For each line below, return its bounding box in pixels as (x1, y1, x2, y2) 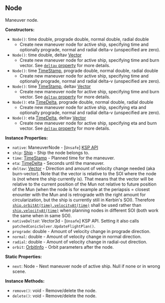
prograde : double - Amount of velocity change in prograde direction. (12, 228, 151, 234)
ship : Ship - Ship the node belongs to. (12, 150, 90, 155)
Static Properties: (5, 254, 42, 260)
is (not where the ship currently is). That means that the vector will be (12, 176, 154, 182)
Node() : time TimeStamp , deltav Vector (12, 83, 91, 89)
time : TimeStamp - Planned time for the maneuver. (12, 155, 115, 161)
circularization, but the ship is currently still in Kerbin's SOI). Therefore (12, 197, 155, 203)
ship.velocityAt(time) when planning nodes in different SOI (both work (12, 207, 159, 213)
